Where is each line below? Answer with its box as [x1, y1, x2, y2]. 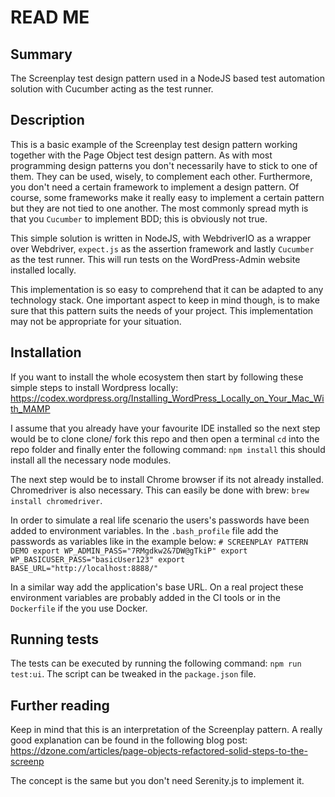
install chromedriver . [10, 494, 103, 506]
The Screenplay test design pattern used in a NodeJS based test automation [10, 72, 325, 84]
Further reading [10, 697, 110, 714]
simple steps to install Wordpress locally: [10, 381, 179, 393]
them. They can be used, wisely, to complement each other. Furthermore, [10, 170, 313, 182]
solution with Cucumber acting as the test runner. [10, 83, 214, 95]
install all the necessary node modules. [10, 454, 172, 466]
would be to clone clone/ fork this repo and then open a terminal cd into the [10, 432, 320, 445]
